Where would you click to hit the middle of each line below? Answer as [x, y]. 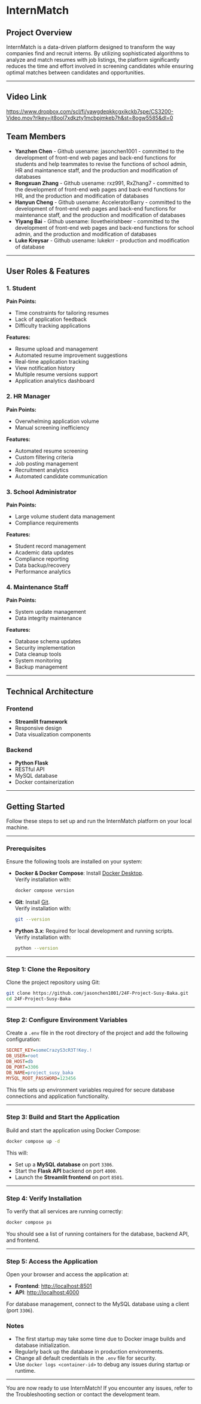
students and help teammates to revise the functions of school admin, [101, 164]
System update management [50, 612]
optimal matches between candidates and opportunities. [76, 72]
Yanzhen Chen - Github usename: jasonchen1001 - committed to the [99, 151]
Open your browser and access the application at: [68, 1274]
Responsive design [38, 728]
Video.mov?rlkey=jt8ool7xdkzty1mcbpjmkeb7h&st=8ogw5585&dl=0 [90, 118]
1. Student [21, 288]
